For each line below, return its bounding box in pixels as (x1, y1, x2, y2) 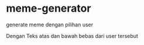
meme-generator (6, 2, 91, 15)
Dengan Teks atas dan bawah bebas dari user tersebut (6, 32, 139, 39)
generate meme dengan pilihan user (6, 21, 94, 28)
